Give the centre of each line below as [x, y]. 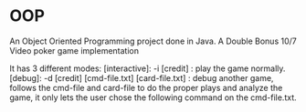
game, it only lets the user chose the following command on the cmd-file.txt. [153, 97]
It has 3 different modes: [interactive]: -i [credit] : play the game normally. [148, 68]
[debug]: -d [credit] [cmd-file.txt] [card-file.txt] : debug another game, [142, 77]
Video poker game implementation [74, 50]
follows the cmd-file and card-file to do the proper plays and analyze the [146, 87]
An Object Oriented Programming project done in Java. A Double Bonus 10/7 [153, 41]
